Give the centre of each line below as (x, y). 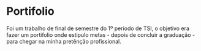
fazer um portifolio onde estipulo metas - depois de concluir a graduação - (100, 34)
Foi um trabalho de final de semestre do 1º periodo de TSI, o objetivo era (98, 28)
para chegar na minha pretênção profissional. (64, 41)
